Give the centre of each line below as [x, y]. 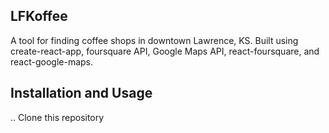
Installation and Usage [81, 93]
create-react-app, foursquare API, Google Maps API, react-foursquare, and [165, 51]
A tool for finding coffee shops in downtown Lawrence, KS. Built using [154, 40]
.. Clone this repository [57, 117]
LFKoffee [39, 16]
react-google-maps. [52, 61]
